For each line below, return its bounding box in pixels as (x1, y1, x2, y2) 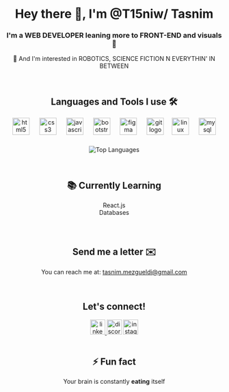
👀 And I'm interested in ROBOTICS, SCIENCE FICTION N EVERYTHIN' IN (12, 55, 216, 63)
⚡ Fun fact (92, 356, 136, 367)
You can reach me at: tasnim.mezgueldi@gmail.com (41, 267, 187, 276)
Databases (99, 209, 129, 217)
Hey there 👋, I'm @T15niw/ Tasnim (14, 6, 214, 22)
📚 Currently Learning (67, 179, 161, 191)
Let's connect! (82, 301, 146, 313)
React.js (103, 201, 126, 209)
